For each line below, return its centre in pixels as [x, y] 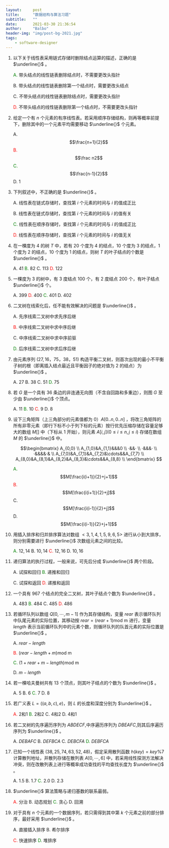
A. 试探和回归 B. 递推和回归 [41, 572]
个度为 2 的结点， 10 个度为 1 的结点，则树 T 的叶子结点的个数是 [78, 252]
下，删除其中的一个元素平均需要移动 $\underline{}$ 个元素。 [76, 124]
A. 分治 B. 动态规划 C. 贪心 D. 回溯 [48, 802]
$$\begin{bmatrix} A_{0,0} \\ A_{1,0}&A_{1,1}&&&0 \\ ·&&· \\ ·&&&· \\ [89, 448]
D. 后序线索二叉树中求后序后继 [45, 348]
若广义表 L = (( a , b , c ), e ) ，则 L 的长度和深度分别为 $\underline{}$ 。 [83, 703]
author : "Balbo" [27, 29]
